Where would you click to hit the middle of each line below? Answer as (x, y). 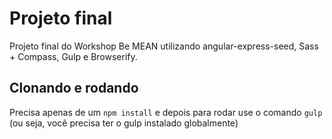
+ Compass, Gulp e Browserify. (73, 56)
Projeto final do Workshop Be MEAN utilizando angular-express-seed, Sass (164, 46)
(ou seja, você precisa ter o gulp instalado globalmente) (124, 123)
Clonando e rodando (74, 88)
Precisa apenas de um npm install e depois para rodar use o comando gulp (166, 112)
